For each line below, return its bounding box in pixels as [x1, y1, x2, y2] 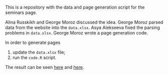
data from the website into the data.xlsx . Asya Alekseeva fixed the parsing [5, 24, 160, 30]
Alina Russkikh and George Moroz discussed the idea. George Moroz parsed [5, 19, 163, 25]
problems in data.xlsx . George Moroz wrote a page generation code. [5, 30, 148, 35]
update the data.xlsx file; [12, 49, 66, 55]
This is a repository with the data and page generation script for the [5, 4, 145, 10]
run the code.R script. [12, 54, 57, 60]
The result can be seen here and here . [5, 64, 84, 70]
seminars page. [5, 9, 38, 15]
